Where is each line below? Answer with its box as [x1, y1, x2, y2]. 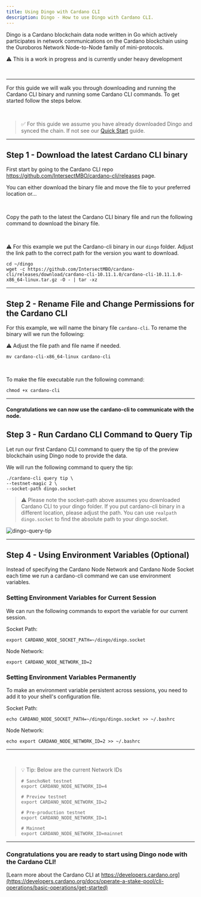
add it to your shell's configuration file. [6, 693, 102, 700]
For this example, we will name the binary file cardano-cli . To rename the [6, 324, 187, 331]
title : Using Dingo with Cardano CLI [6, 8, 100, 15]
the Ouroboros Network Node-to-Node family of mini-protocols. [6, 43, 165, 51]
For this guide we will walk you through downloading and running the [6, 84, 176, 91]
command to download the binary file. [6, 220, 100, 227]
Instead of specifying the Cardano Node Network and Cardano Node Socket [6, 566, 194, 573]
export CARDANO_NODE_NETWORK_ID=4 [20, 783, 107, 790]
